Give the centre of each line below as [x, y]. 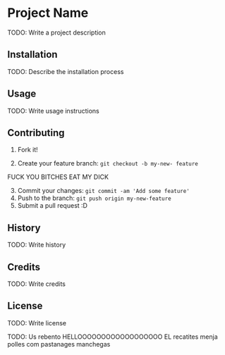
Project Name [48, 13]
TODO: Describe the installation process [66, 71]
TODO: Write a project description [56, 32]
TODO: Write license [37, 323]
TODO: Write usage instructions [54, 111]
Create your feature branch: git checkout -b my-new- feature [108, 163]
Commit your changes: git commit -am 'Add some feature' [104, 191]
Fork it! [28, 150]
